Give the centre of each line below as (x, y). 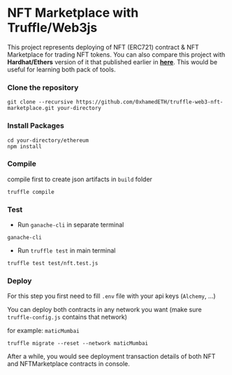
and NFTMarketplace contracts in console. (69, 364)
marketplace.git (31, 108)
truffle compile (31, 192)
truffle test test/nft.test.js (53, 264)
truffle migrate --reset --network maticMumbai (78, 344)
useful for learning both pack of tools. (62, 69)
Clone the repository (43, 87)
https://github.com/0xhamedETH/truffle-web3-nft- (150, 102)
